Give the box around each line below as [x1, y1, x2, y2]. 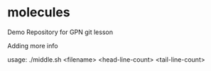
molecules [7, 4, 70, 21]
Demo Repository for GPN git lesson [7, 28, 114, 36]
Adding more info [7, 41, 58, 50]
